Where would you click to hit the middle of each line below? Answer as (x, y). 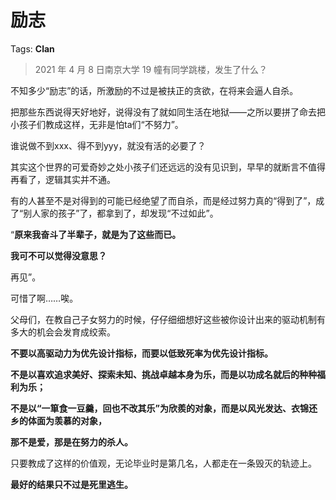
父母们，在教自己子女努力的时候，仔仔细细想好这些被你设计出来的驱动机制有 (168, 319)
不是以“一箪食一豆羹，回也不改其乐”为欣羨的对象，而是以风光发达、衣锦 (160, 408)
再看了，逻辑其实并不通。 (63, 179)
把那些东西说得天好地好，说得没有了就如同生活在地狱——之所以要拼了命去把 (168, 112)
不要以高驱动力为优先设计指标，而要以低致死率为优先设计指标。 (141, 353)
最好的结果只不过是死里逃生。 (71, 484)
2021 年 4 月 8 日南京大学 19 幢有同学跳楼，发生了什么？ (151, 69)
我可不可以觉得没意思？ (58, 255)
